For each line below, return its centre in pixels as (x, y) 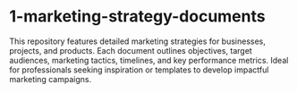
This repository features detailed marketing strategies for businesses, (138, 41)
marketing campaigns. (51, 79)
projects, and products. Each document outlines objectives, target (131, 50)
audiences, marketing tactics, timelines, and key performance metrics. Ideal (149, 60)
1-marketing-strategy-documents (137, 17)
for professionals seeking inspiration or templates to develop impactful (139, 70)
